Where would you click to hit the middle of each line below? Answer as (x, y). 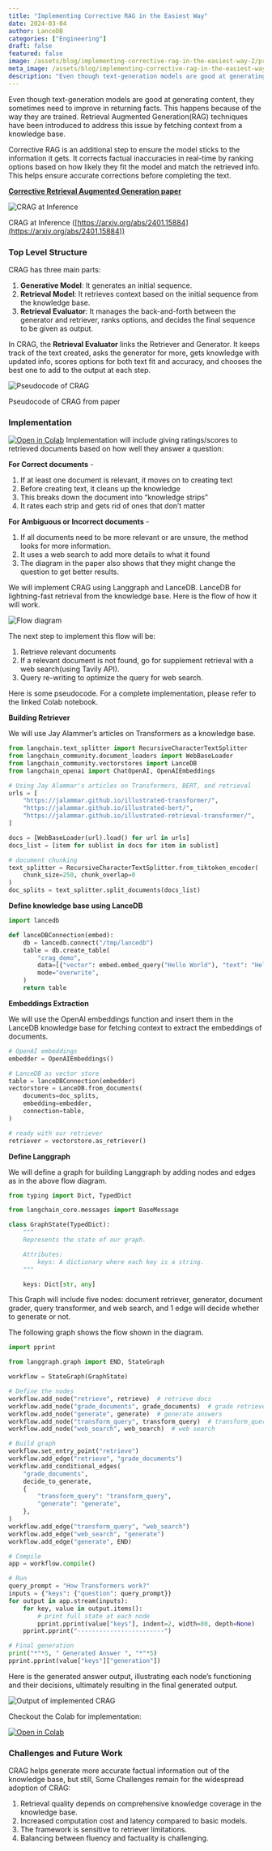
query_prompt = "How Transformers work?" (79, 1586)
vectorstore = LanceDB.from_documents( (76, 1088)
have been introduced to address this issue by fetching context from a (125, 125)
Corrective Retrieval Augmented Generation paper (95, 191)
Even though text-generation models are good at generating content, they (132, 99)
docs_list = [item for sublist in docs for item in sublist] (114, 845)
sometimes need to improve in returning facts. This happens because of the (135, 108)
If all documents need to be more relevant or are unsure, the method (134, 538)
